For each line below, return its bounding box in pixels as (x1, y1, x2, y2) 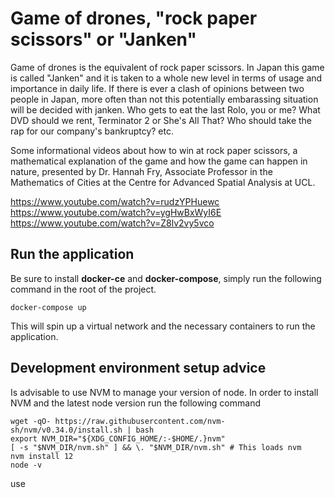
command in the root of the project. (10, 283, 157, 295)
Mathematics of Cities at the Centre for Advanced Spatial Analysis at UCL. (10, 176, 316, 188)
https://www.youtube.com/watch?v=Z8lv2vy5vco (10, 217, 215, 229)
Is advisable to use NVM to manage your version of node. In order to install (10, 386, 319, 398)
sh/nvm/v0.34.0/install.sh (10, 425, 123, 435)
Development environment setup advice (10, 360, 267, 377)
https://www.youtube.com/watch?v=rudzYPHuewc (10, 195, 220, 207)
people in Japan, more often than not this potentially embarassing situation (10, 93, 319, 105)
